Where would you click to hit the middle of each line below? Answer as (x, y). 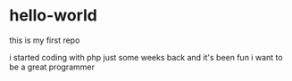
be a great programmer (52, 67)
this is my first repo (45, 40)
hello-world (54, 16)
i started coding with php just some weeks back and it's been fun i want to (146, 57)
